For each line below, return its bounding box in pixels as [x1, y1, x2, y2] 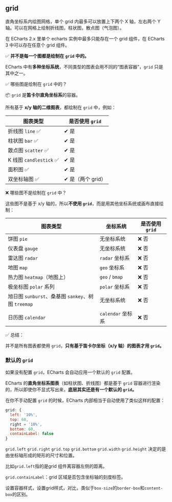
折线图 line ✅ [8, 127, 41, 134]
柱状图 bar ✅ [8, 137, 38, 144]
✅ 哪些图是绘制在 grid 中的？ [5, 81, 68, 87]
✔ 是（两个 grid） [63, 175, 106, 182]
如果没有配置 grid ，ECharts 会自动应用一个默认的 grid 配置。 [5, 369, 136, 375]
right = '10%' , [10, 422, 42, 427]
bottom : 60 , [10, 426, 36, 431]
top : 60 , [10, 417, 29, 422]
